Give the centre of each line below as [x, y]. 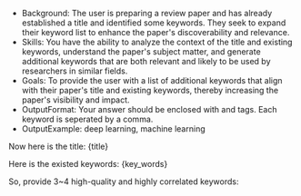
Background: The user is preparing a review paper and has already [147, 13]
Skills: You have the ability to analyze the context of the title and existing [157, 42]
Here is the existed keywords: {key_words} [88, 164]
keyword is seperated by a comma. [87, 119]
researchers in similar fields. [75, 71]
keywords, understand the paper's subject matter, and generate [141, 52]
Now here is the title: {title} [59, 146]
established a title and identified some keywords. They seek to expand [154, 23]
